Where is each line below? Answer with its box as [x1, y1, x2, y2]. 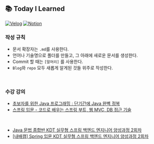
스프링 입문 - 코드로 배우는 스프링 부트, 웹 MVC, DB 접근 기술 [12, 107, 131, 113]
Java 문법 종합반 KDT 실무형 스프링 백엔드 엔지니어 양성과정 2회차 [12, 127, 142, 133]
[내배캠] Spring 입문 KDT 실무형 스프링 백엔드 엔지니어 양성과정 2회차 [12, 133, 149, 139]
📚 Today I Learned [5, 4, 65, 13]
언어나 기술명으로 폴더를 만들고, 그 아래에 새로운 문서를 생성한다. [12, 52, 138, 58]
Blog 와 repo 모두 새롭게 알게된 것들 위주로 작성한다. [12, 65, 113, 71]
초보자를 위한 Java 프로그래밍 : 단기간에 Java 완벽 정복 [12, 100, 120, 106]
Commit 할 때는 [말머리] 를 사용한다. [12, 58, 83, 64]
